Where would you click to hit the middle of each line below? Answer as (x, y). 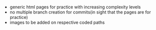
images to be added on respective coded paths (57, 22)
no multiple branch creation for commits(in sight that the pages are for (80, 12)
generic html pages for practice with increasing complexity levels (75, 7)
